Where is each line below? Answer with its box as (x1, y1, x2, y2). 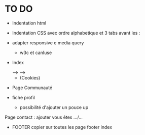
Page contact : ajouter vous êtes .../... (5, 114, 83, 120)
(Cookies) (19, 74, 41, 80)
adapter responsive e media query (12, 39, 84, 46)
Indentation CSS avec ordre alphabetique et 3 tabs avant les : (12, 30, 140, 36)
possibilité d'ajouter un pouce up (19, 104, 89, 110)
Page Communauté (12, 85, 53, 91)
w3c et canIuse (19, 49, 52, 56)
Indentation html (12, 20, 47, 26)
